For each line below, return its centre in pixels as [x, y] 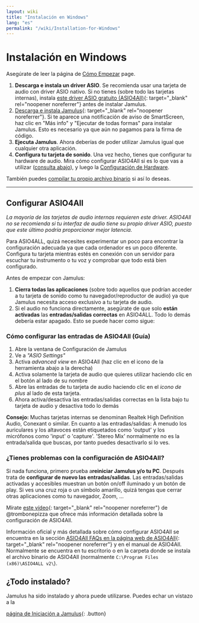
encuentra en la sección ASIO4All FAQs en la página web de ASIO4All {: [93, 538]
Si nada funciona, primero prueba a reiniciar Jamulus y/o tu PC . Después [95, 471]
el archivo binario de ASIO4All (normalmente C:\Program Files [82, 557]
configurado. [22, 266]
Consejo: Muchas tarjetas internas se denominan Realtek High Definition [95, 417]
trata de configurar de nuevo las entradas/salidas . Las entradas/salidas [95, 477]
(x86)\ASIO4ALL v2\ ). [32, 563]
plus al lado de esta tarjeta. [48, 393]
